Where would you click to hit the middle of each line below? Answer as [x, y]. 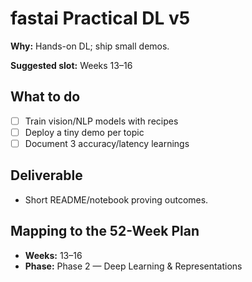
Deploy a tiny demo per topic [84, 132]
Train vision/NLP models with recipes [101, 121]
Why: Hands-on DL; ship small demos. [90, 46]
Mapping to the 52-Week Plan [105, 231]
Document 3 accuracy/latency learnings [107, 143]
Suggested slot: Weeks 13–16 [71, 65]
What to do [45, 97]
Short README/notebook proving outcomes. [116, 199]
